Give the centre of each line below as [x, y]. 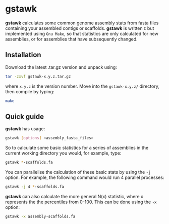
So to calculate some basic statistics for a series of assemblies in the [77, 148]
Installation [23, 55]
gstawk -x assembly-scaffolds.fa [40, 216]
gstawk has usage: [25, 129]
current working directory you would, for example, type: [63, 153]
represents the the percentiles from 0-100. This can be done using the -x [81, 202]
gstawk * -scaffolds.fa [29, 163]
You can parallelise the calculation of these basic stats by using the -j [78, 172]
